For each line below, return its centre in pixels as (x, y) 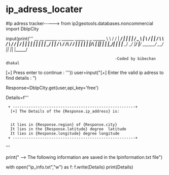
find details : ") (21, 78)
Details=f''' (17, 97)
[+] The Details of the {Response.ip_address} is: (65, 111)
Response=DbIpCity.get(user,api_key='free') (52, 88)
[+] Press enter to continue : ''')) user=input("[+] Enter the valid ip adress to (85, 73)
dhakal (13, 63)
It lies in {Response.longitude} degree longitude (65, 133)
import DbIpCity (22, 28)
